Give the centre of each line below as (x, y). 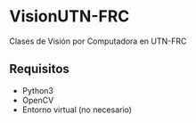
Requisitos (39, 69)
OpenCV (38, 100)
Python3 (37, 90)
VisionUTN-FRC (69, 16)
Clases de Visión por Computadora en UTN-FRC (98, 41)
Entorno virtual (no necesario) (77, 110)
